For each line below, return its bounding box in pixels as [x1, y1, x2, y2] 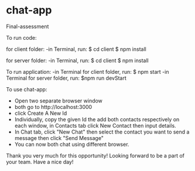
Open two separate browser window [14, 97, 102, 104]
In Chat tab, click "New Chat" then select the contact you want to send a [14, 128, 190, 135]
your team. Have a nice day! [6, 158, 74, 165]
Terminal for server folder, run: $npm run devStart [6, 74, 127, 81]
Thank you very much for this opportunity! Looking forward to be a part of [6, 152, 185, 159]
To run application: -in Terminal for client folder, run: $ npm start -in [6, 68, 169, 75]
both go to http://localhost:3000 [14, 103, 93, 110]
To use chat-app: [6, 85, 47, 93]
